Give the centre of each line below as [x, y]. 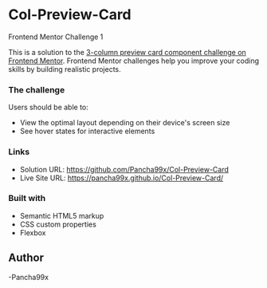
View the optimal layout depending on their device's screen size [125, 123]
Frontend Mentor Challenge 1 [56, 37]
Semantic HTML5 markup [62, 215]
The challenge [37, 89]
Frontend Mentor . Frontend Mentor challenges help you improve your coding [134, 61]
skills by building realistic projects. [65, 69]
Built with [27, 199]
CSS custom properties [58, 224]
